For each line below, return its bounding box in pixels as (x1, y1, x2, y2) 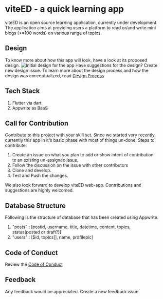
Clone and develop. (12, 168, 52, 173)
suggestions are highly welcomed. (5, 187, 74, 193)
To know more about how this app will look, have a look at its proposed (5, 57, 147, 63)
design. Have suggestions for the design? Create (5, 62, 158, 68)
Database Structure (5, 201, 66, 210)
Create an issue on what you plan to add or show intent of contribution (12, 152, 154, 158)
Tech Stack (5, 87, 40, 95)
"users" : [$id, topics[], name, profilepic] (12, 235, 93, 240)
